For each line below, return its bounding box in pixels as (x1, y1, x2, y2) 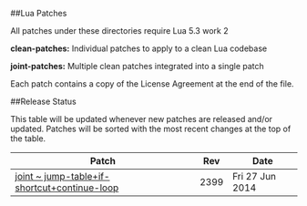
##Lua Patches (10, 8, 67, 18)
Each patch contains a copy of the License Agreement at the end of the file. (10, 78, 294, 89)
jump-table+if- (44, 170, 110, 182)
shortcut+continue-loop (15, 181, 119, 194)
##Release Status (10, 96, 77, 107)
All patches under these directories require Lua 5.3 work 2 (10, 26, 229, 36)
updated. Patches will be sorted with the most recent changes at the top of (10, 123, 292, 134)
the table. (10, 133, 46, 144)
